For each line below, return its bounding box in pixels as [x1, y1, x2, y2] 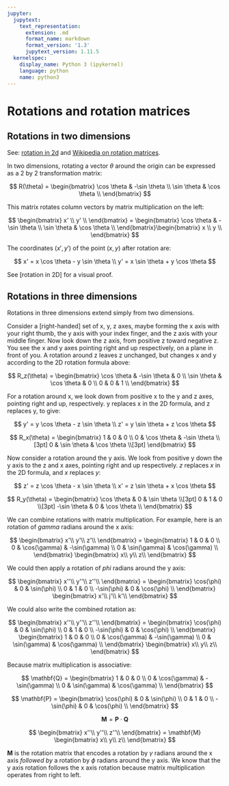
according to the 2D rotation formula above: [7, 358, 131, 367]
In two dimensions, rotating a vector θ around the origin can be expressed [7, 162, 216, 170]
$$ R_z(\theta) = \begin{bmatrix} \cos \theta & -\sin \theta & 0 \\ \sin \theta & [8, 371, 222, 380]
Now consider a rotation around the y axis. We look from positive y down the [7, 454, 223, 463]
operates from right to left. [7, 771, 81, 779]
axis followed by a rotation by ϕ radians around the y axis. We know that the [7, 757, 221, 765]
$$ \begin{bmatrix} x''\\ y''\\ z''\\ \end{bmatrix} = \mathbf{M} [28, 728, 202, 737]
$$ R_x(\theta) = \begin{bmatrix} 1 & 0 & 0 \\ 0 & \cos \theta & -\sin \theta [10, 433, 215, 442]
